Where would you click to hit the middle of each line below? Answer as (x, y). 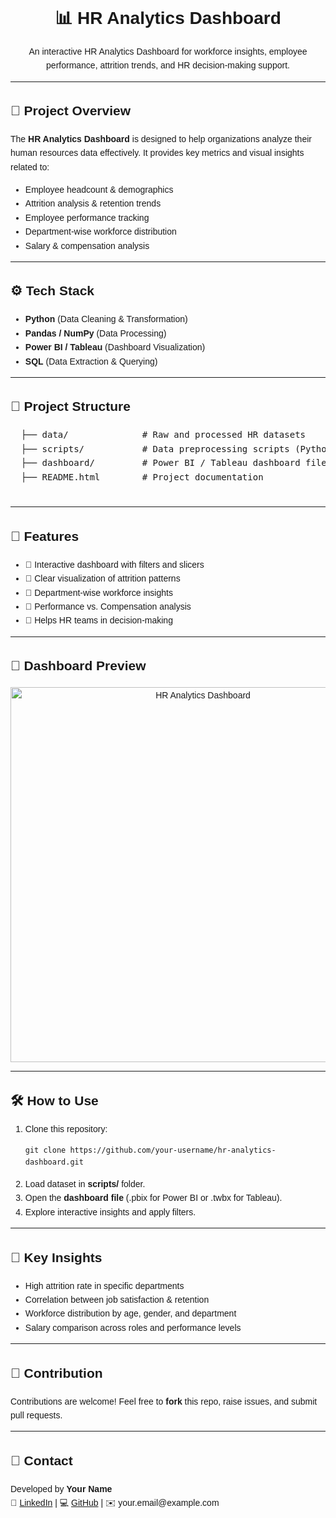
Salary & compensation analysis (87, 245)
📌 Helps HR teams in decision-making (98, 620)
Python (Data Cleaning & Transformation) (106, 319)
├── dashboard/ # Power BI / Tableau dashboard (160, 463)
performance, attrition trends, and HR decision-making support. (168, 65)
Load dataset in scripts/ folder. (85, 1184)
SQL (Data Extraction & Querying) (91, 361)
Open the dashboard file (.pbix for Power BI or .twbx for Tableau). (153, 1198)
